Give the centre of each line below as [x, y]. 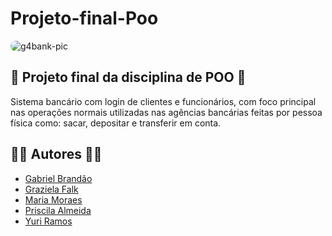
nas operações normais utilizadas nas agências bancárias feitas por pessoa [166, 112]
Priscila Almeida [58, 210]
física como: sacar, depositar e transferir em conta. [116, 123]
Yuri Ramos [48, 221]
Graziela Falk [51, 189]
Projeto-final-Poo [84, 18]
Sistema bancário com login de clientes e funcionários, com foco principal [163, 101]
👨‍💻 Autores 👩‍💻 [56, 154]
